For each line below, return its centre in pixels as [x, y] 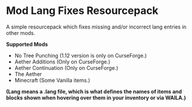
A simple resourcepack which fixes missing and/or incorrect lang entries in [96, 27]
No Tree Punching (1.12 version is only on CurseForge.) [80, 55]
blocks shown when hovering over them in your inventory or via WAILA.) [96, 98]
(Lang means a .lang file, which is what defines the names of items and [94, 91]
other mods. [21, 33]
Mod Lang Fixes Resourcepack [82, 11]
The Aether [28, 74]
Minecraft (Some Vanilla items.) [52, 80]
